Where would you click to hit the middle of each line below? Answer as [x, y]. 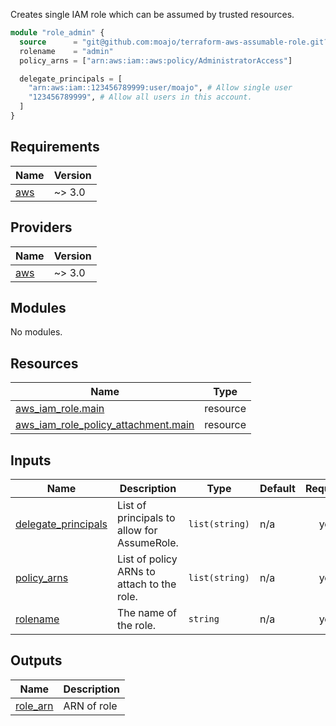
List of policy [147, 559]
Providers [41, 227]
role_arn [34, 706]
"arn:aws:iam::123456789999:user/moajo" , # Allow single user [160, 88]
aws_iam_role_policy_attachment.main [105, 425]
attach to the [146, 584]
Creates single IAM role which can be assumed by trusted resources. [152, 14]
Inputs [31, 460]
